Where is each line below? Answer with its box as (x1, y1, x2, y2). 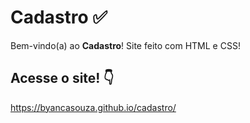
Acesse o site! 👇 (10, 70, 115, 87)
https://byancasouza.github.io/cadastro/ (10, 101, 177, 113)
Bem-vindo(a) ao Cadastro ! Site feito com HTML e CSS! (10, 39, 241, 51)
